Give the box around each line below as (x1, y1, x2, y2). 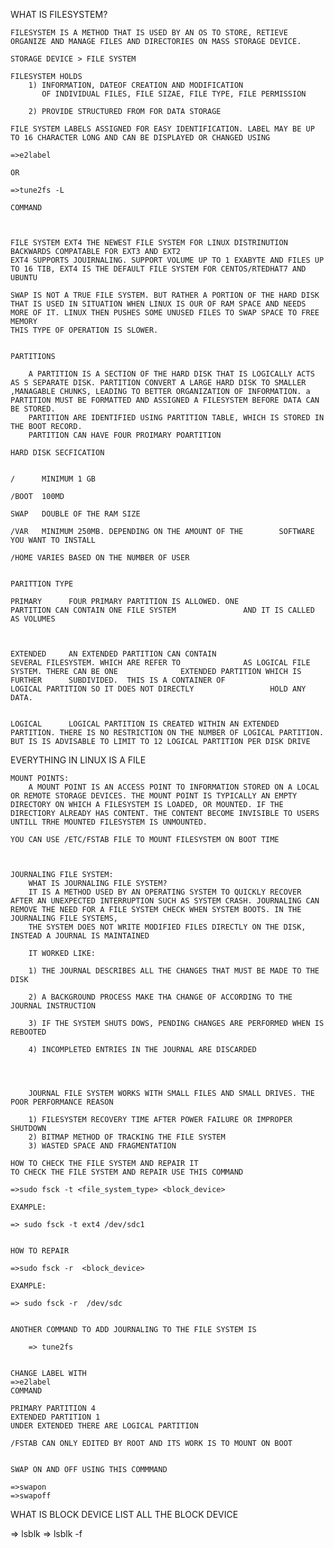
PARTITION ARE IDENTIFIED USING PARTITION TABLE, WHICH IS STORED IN (28, 413, 325, 423)
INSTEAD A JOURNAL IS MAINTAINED (10, 931, 150, 941)
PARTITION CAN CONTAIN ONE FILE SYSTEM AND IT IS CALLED (10, 605, 315, 615)
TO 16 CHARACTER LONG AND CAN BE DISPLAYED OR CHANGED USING (10, 133, 271, 143)
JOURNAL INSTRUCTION (10, 1001, 97, 1011)
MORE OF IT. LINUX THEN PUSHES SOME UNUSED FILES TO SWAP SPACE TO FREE (10, 308, 320, 318)
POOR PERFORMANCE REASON (10, 1097, 114, 1107)
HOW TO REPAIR (10, 1246, 70, 1256)
